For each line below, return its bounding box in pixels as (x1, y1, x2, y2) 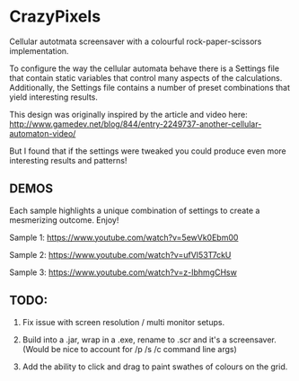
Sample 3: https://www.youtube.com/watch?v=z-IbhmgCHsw (9, 267, 238, 278)
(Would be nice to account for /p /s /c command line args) (22, 343, 238, 354)
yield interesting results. (9, 92, 99, 102)
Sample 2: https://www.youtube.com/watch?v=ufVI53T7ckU (9, 249, 232, 260)
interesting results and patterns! (9, 155, 128, 165)
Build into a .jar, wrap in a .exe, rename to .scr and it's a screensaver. (22, 334, 277, 345)
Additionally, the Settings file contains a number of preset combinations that (9, 82, 290, 93)
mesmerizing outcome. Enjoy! (9, 214, 119, 226)
